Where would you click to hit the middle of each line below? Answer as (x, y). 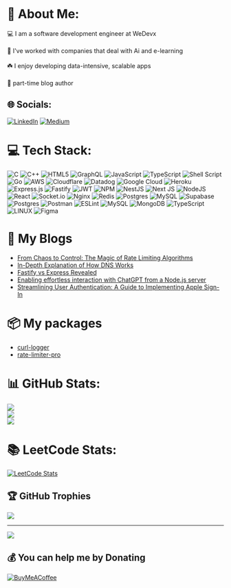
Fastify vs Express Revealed (57, 272)
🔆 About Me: (43, 14)
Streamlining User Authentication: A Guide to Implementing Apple (110, 287)
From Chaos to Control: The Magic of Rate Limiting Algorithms (105, 258)
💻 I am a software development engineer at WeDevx (82, 33)
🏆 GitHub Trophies (49, 496)
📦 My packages (55, 323)
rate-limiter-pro (39, 355)
